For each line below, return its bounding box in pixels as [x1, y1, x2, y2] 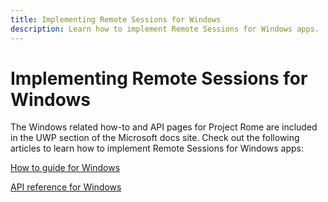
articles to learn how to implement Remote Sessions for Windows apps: [10, 142, 305, 155]
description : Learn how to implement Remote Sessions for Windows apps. [10, 24, 320, 34]
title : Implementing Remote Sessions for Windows [10, 14, 222, 25]
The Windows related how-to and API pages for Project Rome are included [10, 121, 318, 133]
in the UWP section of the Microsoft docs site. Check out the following [10, 132, 300, 144]
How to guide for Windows [10, 162, 121, 174]
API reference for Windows [10, 181, 122, 193]
